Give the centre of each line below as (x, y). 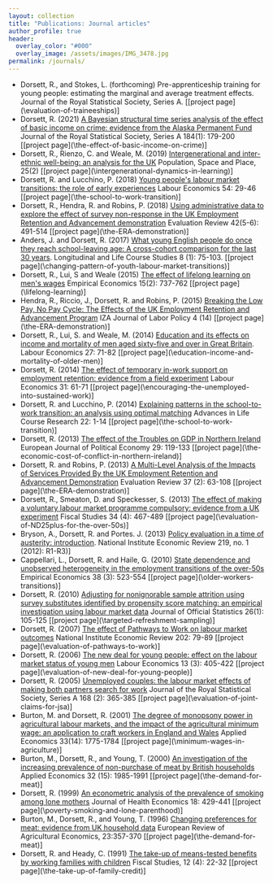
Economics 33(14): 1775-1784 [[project (85, 741)
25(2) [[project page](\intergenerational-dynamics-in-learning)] (127, 171)
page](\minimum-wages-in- (198, 741)
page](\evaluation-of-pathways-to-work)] (90, 646)
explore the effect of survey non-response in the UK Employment (129, 214)
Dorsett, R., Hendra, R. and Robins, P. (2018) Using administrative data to (142, 205)
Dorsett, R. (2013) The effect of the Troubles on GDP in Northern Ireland (141, 438)
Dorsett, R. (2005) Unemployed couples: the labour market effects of (135, 681)
